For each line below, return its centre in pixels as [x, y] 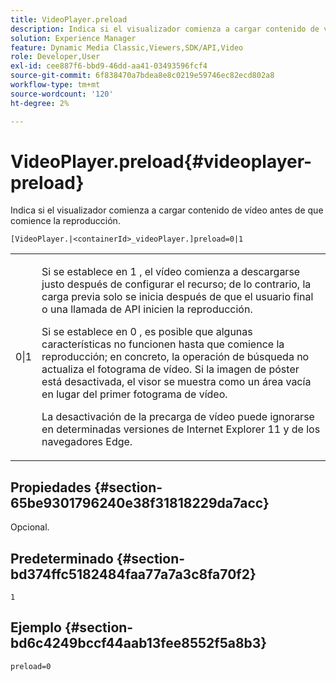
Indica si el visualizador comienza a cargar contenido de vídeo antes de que [167, 210]
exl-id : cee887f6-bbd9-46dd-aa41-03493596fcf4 [109, 66]
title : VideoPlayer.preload [69, 19]
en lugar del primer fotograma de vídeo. [134, 394]
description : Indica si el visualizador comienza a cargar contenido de [165, 29]
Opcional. [30, 527]
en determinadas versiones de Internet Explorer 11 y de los [181, 429]
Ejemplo [36, 627]
